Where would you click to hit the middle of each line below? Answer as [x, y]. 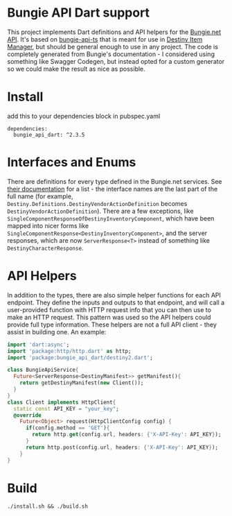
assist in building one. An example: [57, 332]
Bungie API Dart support [79, 13]
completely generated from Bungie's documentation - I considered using [111, 54]
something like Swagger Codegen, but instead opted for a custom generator [116, 61]
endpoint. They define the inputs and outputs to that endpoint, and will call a [116, 302]
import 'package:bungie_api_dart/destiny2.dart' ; [80, 358]
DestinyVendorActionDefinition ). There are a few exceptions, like [100, 211]
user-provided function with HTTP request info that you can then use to [109, 309]
